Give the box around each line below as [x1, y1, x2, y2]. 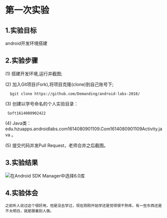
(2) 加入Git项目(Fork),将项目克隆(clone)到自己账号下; [5, 81, 114, 87]
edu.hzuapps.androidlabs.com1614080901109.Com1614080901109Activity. [5, 126, 159, 132]
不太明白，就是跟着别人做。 [5, 208, 54, 213]
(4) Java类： [5, 120, 32, 126]
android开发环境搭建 [5, 41, 48, 46]
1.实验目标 [5, 26, 37, 35]
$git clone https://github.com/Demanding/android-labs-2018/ [10, 91, 140, 96]
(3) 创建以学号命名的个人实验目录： [5, 101, 79, 107]
